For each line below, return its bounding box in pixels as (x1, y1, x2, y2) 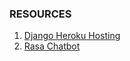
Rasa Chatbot (23, 40, 81, 52)
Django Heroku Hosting (23, 30, 121, 42)
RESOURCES (9, 7, 72, 21)
